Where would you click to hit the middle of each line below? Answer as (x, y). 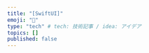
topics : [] (23, 33)
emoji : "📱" (23, 20)
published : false (32, 39)
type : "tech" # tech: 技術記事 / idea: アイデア (74, 26)
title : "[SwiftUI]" (35, 13)
